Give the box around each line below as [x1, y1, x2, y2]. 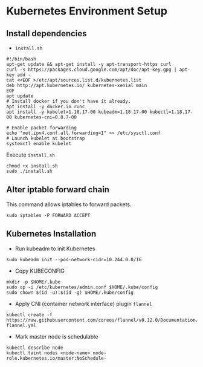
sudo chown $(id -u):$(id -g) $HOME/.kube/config [6, 289, 134, 296]
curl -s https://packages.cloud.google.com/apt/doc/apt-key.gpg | [6, 67, 177, 73]
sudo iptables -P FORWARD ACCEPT [6, 212, 91, 218]
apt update [6, 93, 34, 99]
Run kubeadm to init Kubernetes [14, 245, 95, 252]
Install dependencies [6, 28, 87, 39]
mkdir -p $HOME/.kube [6, 279, 61, 285]
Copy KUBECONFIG [14, 267, 65, 274]
